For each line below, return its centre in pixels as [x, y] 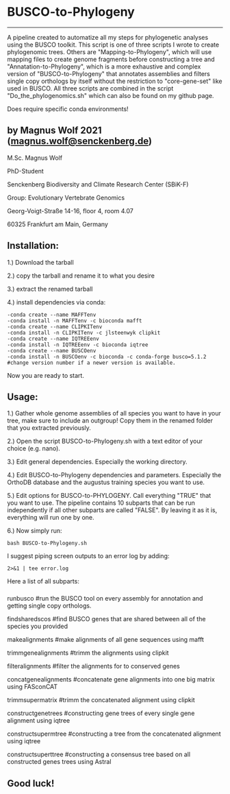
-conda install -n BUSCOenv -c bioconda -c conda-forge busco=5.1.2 [107, 357]
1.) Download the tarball [40, 262]
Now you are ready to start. [46, 375]
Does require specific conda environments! [68, 109]
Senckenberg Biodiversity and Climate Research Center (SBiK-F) [98, 184]
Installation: [33, 246]
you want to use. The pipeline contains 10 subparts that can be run [101, 503]
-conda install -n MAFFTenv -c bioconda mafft [75, 321]
